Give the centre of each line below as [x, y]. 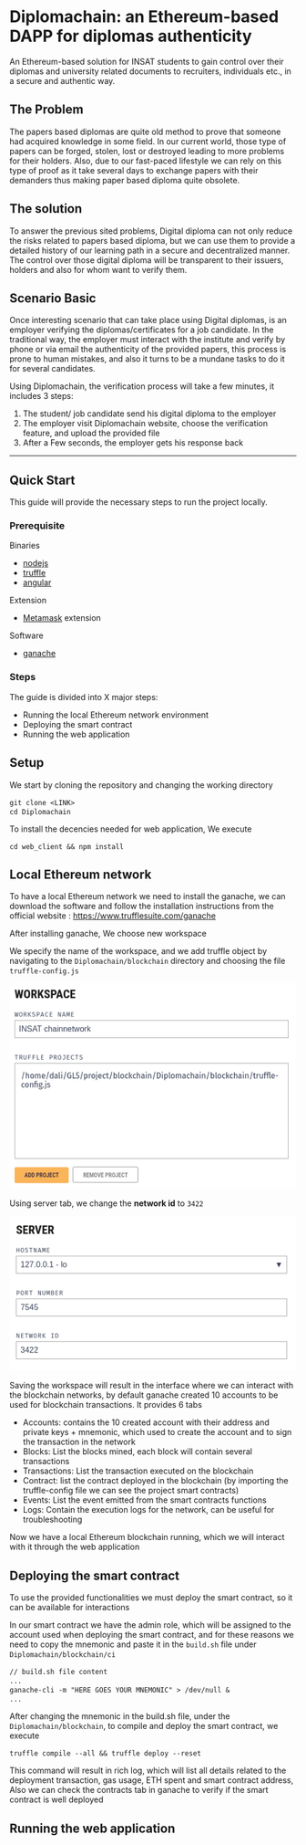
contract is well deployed [56, 1799]
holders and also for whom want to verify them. [98, 269]
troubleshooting [52, 1520]
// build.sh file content [58, 1672]
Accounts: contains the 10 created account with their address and [146, 1422]
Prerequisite [37, 526]
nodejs [35, 563]
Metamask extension [62, 618]
